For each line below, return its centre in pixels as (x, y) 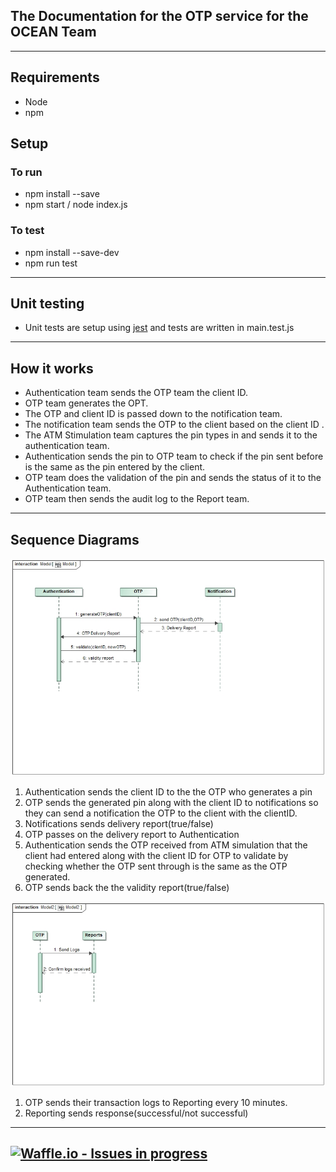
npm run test (51, 263)
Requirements (55, 77)
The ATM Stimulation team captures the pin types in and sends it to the (171, 435)
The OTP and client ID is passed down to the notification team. (153, 414)
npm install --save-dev (72, 252)
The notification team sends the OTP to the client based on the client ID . (174, 425)
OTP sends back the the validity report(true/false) (127, 887)
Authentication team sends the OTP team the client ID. (136, 393)
